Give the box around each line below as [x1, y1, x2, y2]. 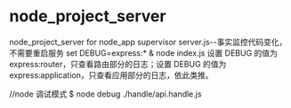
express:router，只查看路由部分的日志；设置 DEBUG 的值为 [9, 58, 227, 69]
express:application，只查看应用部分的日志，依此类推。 [9, 69, 214, 81]
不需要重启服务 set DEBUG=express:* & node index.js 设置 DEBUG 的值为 [9, 47, 279, 58]
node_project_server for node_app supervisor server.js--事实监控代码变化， [9, 36, 287, 47]
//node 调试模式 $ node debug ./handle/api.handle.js [9, 89, 202, 99]
